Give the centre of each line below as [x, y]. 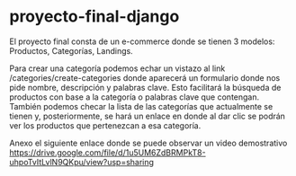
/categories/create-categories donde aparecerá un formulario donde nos [145, 77]
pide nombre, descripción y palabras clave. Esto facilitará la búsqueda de [145, 87]
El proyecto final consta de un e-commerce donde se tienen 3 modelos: [142, 41]
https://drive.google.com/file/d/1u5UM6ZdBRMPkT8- [108, 152]
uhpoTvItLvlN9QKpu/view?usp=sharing [82, 162]
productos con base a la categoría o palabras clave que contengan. [135, 97]
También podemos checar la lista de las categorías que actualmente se [141, 106]
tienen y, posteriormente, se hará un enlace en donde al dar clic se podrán [148, 116]
